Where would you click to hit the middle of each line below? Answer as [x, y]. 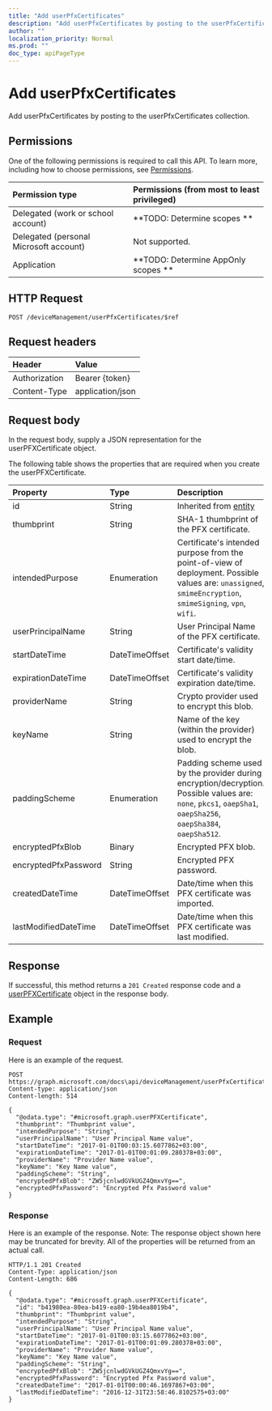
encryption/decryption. [221, 783]
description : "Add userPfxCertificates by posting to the [108, 23]
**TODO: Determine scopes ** [193, 218]
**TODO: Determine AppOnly [189, 260]
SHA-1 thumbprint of [218, 519]
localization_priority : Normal [61, 38]
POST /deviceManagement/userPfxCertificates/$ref [94, 317]
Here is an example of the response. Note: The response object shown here [135, 1233]
